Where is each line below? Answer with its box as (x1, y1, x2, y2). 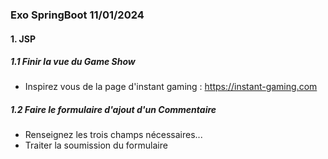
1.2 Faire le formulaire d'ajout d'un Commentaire (10, 104, 217, 116)
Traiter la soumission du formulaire (24, 139, 168, 152)
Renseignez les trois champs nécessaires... (24, 129, 203, 141)
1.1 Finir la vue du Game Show (10, 56, 136, 68)
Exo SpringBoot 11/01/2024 (10, 8, 145, 22)
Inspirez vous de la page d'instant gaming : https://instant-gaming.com (24, 81, 318, 93)
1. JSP (10, 33, 37, 45)
